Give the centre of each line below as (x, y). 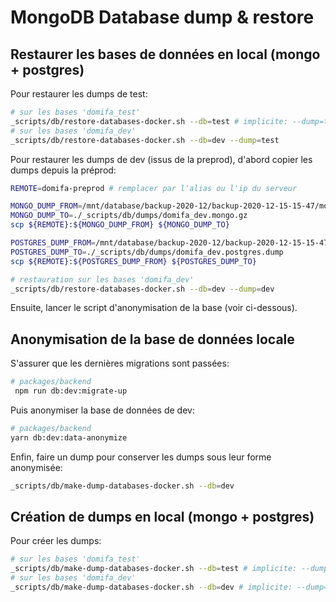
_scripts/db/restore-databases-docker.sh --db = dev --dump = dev (142, 289)
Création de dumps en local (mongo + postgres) (162, 516)
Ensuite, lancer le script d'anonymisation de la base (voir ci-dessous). (154, 308)
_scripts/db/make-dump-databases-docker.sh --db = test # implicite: (154, 569)
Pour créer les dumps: (56, 541)
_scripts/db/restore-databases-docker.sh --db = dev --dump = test (145, 140)
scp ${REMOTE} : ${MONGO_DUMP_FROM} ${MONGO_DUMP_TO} (120, 225)
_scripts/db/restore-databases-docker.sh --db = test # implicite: (149, 121)
